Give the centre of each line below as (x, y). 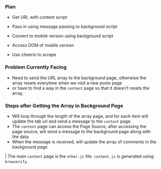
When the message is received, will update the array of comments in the (84, 141)
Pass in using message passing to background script (65, 27)
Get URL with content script (40, 17)
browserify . (16, 161)
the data (20, 137)
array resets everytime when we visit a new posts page (67, 83)
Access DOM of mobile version (43, 45)
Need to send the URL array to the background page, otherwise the (79, 78)
